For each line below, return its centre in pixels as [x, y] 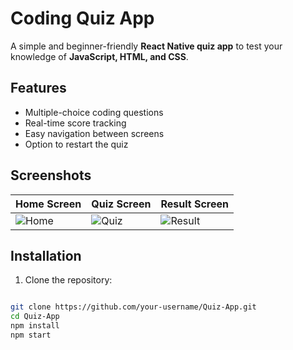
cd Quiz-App [35, 317]
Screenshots [51, 175]
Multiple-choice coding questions [94, 112]
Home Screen [48, 204]
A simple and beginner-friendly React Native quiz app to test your [146, 46]
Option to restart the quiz [76, 144]
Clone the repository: [68, 280]
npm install [35, 326]
